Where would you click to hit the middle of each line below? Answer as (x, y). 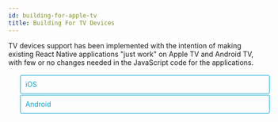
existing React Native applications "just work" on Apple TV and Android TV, (131, 54)
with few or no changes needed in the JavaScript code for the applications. (131, 62)
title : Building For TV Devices (61, 23)
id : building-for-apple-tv (53, 15)
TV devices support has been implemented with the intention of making (125, 45)
